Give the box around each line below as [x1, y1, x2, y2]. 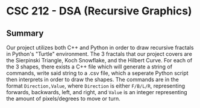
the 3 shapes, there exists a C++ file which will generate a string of [6, 63, 173, 70]
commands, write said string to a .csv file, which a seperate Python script [6, 70, 189, 76]
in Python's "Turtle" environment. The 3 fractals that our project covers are [6, 50, 193, 58]
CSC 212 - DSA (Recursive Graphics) [6, 4, 192, 18]
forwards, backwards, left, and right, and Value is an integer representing [6, 89, 188, 95]
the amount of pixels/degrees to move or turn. [6, 95, 120, 102]
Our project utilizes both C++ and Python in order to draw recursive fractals [6, 44, 194, 51]
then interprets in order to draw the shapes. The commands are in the [6, 76, 179, 83]
